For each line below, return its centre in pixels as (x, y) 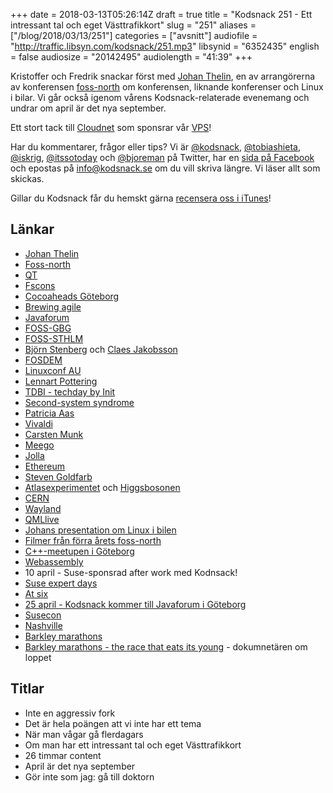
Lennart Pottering (61, 381)
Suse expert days (61, 583)
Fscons (40, 285)
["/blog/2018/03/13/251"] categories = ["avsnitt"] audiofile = (134, 35)
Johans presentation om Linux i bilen (100, 530)
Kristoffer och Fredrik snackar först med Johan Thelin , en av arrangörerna (163, 76)
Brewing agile (53, 306)
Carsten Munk (54, 434)
